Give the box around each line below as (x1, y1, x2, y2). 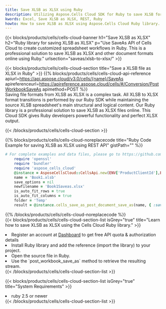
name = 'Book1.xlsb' (14, 175, 56, 180)
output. (5, 118, 20, 124)
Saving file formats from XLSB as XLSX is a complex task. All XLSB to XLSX (5, 92, 159, 98)
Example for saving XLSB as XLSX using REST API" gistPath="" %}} (5, 142, 143, 149)
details (5, 237, 19, 243)
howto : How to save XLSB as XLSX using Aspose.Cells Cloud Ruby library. (5, 21, 161, 26)
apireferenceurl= (5, 81, 40, 87)
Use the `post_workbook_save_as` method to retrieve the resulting (11, 258, 146, 264)
